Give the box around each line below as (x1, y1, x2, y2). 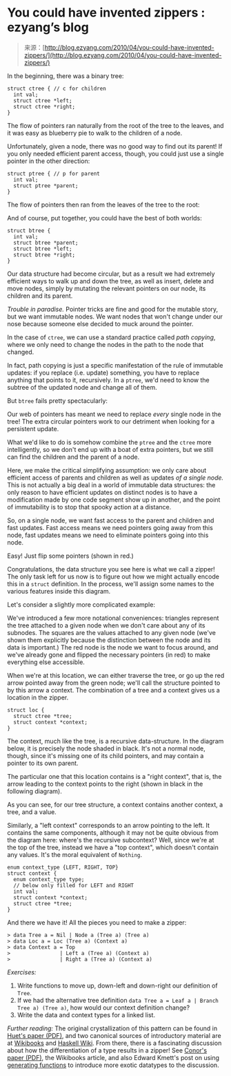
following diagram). (7, 786, 62, 795)
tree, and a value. (7, 807, 57, 816)
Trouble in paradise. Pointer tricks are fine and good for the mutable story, (7, 305, 219, 313)
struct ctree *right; (13, 103, 76, 110)
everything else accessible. (7, 658, 85, 666)
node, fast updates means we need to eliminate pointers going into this (7, 531, 209, 539)
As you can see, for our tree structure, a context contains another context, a (7, 800, 223, 809)
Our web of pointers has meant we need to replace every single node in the (7, 410, 222, 418)
